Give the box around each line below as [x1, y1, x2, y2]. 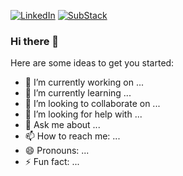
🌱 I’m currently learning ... [24, 87, 132, 99]
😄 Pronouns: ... [24, 145, 90, 157]
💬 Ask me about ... [24, 119, 101, 131]
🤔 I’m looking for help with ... [24, 108, 143, 120]
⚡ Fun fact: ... [24, 156, 80, 168]
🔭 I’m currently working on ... [24, 76, 144, 89]
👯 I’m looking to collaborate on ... [24, 98, 161, 110]
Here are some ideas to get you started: [10, 57, 175, 69]
